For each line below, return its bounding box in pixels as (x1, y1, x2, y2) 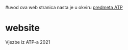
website (5, 22, 40, 34)
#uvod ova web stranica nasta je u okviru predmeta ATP (5, 5, 123, 10)
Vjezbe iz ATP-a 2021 (5, 39, 50, 45)
